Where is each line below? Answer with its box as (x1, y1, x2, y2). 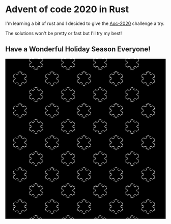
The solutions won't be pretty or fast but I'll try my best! (5, 30, 122, 36)
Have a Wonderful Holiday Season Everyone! (5, 45, 151, 54)
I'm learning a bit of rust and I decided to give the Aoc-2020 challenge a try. (5, 20, 164, 26)
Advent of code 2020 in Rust (5, 4, 129, 15)
